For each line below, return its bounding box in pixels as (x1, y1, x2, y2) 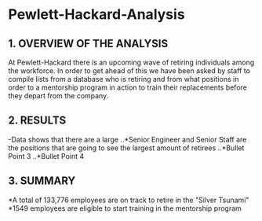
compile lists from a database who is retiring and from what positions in (8, 75, 239, 83)
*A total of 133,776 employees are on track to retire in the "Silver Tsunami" (8, 195, 249, 204)
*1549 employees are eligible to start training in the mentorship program (8, 203, 242, 213)
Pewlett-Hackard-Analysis (8, 6, 186, 24)
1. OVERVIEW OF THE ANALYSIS (8, 37, 169, 50)
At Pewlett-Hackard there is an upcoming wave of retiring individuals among (8, 57, 255, 67)
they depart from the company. (8, 91, 109, 100)
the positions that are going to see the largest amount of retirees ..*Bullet (8, 143, 245, 153)
